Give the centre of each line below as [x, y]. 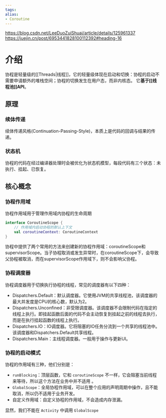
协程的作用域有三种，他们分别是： [40, 365]
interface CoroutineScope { [34, 223]
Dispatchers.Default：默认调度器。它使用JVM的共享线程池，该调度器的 [85, 295]
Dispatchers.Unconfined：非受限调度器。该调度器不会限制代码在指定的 [84, 308]
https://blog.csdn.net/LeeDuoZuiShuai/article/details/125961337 [70, 33]
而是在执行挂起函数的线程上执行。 [47, 320]
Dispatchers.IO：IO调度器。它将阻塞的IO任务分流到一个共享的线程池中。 [86, 326]
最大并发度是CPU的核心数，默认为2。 [51, 301]
